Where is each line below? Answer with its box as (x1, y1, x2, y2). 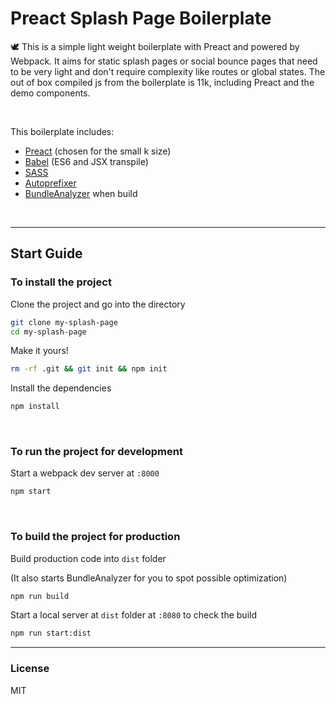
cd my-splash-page (10, 327, 87, 337)
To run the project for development (10, 445, 183, 459)
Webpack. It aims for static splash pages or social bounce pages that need (10, 55, 318, 67)
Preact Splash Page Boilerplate (10, 7, 272, 30)
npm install (10, 402, 60, 412)
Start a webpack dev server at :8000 (10, 467, 160, 479)
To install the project (10, 275, 112, 289)
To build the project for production (10, 530, 181, 544)
